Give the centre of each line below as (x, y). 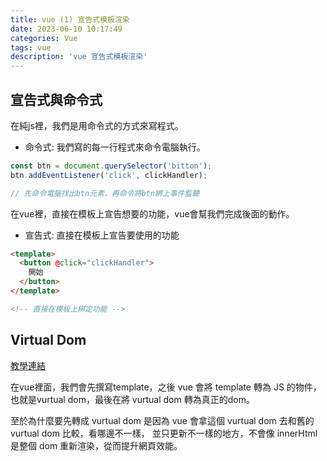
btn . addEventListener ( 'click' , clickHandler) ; (109, 175)
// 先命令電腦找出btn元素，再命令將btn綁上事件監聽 (105, 193)
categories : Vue (44, 38)
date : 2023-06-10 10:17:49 (66, 29)
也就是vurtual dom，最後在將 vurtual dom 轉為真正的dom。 (132, 399)
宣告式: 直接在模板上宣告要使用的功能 (102, 235)
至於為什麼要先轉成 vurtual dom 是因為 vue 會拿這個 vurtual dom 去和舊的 (162, 420)
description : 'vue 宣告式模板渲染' (79, 57)
